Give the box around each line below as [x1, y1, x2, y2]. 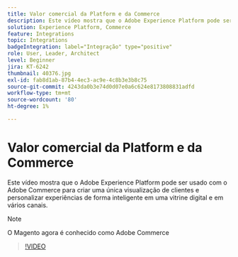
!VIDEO [24, 242, 46, 251]
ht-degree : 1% [7, 103, 50, 110]
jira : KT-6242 [7, 63, 50, 70]
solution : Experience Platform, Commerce [7, 23, 132, 31]
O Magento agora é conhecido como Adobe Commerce [7, 228, 170, 236]
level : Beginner [7, 57, 55, 64]
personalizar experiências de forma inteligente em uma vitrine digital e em [7, 193, 224, 202]
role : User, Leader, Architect [7, 50, 100, 58]
